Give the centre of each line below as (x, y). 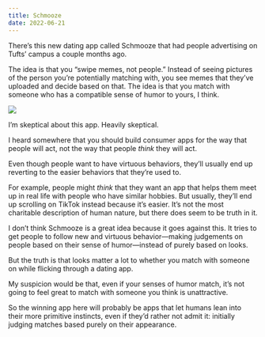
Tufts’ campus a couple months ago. (68, 54)
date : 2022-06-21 (37, 23)
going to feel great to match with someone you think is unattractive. (118, 292)
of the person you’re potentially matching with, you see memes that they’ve (131, 78)
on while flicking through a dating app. (71, 268)
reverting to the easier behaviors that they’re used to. (95, 172)
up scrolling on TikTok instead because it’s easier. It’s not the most (116, 204)
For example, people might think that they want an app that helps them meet (132, 187)
